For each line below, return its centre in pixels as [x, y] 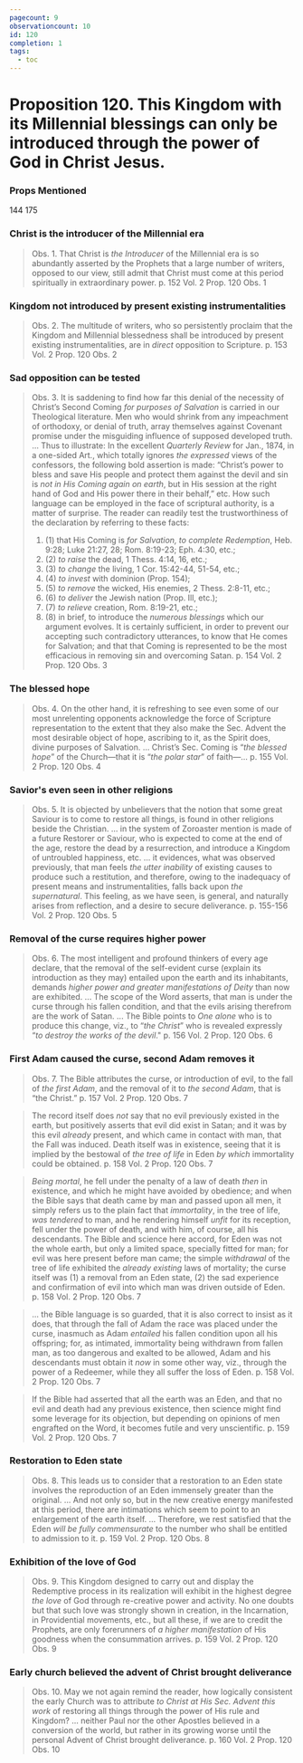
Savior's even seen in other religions [91, 790]
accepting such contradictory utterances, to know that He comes [166, 637]
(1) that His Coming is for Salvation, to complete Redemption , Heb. [168, 541]
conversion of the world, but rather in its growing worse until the [151, 1730]
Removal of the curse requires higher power [108, 938]
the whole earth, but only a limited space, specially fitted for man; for [160, 1248]
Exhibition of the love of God [73, 1561]
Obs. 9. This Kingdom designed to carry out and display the [143, 1582]
